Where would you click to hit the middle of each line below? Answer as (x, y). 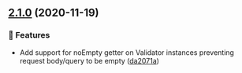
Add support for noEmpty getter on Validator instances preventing (127, 52)
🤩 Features (29, 35)
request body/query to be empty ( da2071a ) (89, 60)
